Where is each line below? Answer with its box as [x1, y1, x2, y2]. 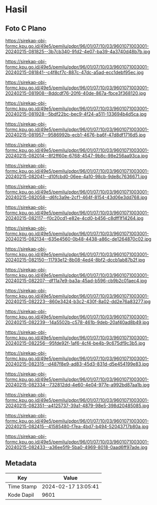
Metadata [5, 459, 37, 468]
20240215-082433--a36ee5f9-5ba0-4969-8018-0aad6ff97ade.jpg [5, 445, 148, 450]
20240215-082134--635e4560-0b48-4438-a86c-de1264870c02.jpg [5, 236, 152, 242]
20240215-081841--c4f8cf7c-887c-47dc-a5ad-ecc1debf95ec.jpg [5, 69, 144, 75]
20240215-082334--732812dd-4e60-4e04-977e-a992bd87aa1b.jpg [5, 382, 150, 388]
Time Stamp [8, 483, 37, 490]
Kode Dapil [8, 491, 34, 498]
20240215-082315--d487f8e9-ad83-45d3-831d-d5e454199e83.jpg [5, 361, 149, 367]
